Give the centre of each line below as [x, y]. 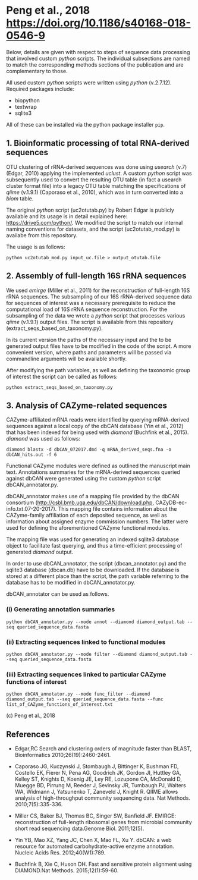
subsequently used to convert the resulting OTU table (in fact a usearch [94, 180]
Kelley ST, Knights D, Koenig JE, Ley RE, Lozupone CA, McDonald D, [98, 779]
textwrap [26, 106]
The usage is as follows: [36, 247]
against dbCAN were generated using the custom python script [84, 479]
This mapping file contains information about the [117, 509]
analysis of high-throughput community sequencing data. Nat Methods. [102, 798]
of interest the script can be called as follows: [62, 376]
